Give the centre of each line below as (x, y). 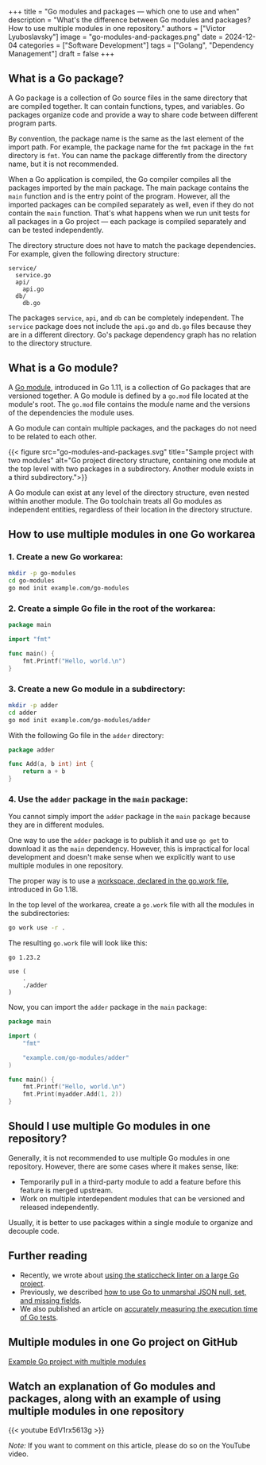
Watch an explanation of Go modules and (112, 1386)
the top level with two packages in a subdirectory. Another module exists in (131, 469)
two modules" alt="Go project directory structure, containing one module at (132, 460)
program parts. (33, 123)
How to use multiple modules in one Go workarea (132, 534)
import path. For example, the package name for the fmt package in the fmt (131, 147)
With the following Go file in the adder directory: (86, 735)
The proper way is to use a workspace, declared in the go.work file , (119, 881)
